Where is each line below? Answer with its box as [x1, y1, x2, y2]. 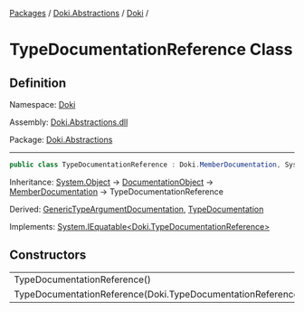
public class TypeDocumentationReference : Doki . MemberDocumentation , [9, 160, 281, 169]
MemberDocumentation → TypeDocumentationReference [9, 185, 224, 197]
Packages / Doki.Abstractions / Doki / [9, 8, 149, 18]
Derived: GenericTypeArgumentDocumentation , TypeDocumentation [9, 203, 264, 214]
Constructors [9, 248, 87, 263]
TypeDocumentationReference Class [9, 40, 293, 60]
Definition [9, 75, 66, 90]
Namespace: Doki [9, 99, 76, 109]
